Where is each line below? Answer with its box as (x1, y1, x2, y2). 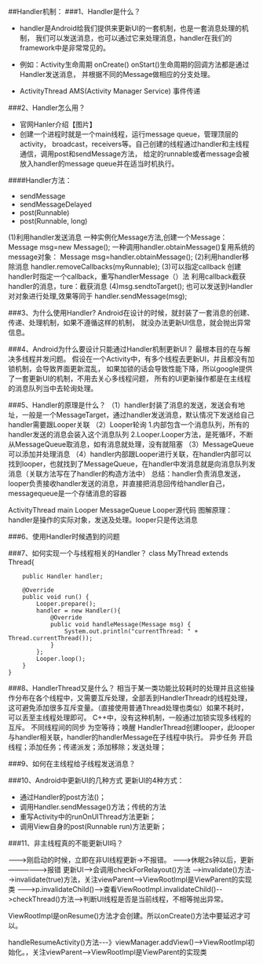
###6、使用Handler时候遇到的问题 (8, 532, 120, 541)
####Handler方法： (8, 176, 72, 184)
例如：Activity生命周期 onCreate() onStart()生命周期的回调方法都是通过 (19, 60, 250, 69)
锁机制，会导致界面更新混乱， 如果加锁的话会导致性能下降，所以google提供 (8, 364, 253, 373)
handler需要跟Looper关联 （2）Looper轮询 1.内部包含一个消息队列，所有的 (8, 420, 250, 429)
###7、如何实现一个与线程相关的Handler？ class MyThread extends (8, 549, 229, 557)
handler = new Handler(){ (36, 607, 122, 615)
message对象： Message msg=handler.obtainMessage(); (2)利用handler (8, 252, 243, 261)
